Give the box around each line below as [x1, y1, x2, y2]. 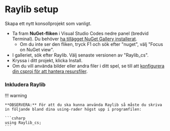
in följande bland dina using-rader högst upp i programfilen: [5, 107, 142, 112]
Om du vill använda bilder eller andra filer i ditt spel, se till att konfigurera [12, 63, 165, 69]
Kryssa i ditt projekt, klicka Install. [12, 57, 83, 63]
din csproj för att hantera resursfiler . [12, 68, 88, 74]
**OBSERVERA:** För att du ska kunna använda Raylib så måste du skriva [5, 102, 162, 108]
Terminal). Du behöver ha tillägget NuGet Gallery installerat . [12, 36, 137, 42]
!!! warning [5, 93, 27, 99]
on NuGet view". [19, 46, 54, 53]
